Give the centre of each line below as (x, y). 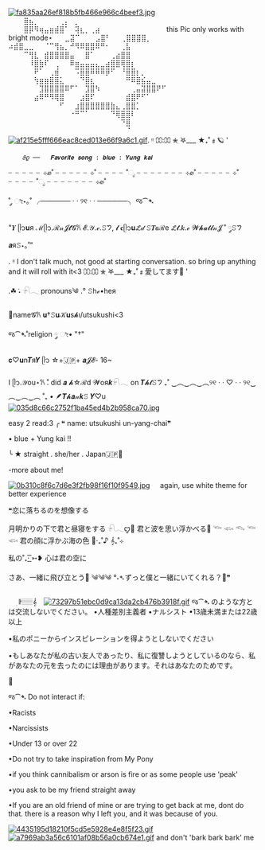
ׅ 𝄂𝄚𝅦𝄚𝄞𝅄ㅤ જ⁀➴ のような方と (134, 602)
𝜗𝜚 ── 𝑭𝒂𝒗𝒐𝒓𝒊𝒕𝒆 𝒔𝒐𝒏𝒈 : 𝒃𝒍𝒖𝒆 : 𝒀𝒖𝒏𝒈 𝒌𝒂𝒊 (88, 158)
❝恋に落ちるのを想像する (49, 510)
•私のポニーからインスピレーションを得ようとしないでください (111, 638)
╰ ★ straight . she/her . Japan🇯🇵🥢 (66, 454)
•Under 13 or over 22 (43, 743)
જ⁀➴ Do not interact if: (47, 697)
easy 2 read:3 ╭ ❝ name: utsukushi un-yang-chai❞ (90, 423)
